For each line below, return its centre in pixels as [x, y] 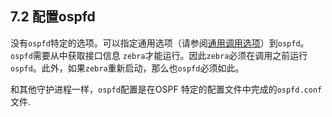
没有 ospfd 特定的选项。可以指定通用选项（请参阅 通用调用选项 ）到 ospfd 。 [160, 43]
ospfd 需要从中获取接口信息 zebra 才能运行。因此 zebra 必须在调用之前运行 [159, 55]
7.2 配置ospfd [53, 17]
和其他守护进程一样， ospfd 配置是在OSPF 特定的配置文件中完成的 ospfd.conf [166, 89]
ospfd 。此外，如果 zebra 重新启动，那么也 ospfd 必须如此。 [127, 68]
